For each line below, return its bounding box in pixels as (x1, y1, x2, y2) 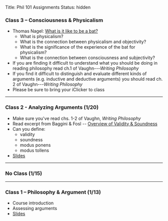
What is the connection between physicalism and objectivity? (19, 39, 146, 45)
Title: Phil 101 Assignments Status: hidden (5, 5, 91, 10)
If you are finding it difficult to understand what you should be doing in (12, 60, 158, 66)
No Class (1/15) (5, 170, 42, 177)
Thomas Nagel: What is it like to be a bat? (12, 28, 98, 34)
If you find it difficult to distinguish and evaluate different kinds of (12, 71, 147, 77)
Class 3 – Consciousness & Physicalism (5, 17, 103, 24)
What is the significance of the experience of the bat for (19, 44, 135, 50)
